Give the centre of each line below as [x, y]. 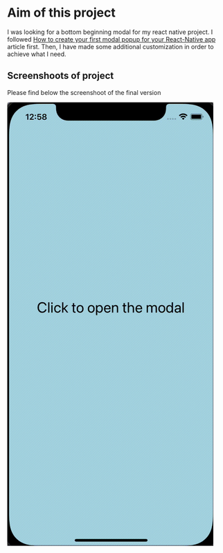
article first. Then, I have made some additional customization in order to [110, 46]
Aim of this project [61, 13]
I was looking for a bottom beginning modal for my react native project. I [110, 32]
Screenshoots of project [61, 76]
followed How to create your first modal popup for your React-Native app [111, 39]
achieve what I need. [37, 54]
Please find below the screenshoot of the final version [84, 92]
